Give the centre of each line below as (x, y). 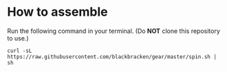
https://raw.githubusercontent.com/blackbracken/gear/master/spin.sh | (112, 57)
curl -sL (20, 51)
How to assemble (57, 12)
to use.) (18, 38)
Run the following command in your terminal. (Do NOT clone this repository (113, 31)
